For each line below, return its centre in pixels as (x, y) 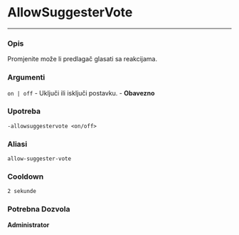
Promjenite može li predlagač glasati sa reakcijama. (83, 59)
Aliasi (17, 144)
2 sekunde (22, 192)
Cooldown (26, 177)
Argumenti (26, 78)
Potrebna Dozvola (39, 209)
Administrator (28, 224)
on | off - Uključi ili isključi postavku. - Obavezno (81, 93)
